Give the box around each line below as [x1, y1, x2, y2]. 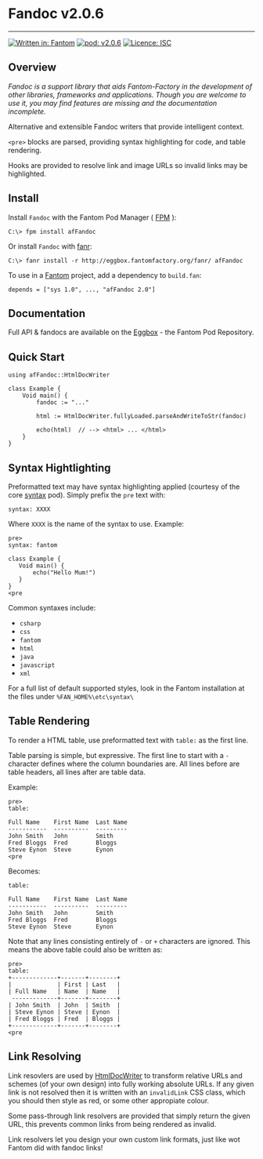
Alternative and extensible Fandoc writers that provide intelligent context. [8, 122, 245, 131]
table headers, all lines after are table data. [8, 767, 146, 777]
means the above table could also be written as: [8, 945, 163, 954]
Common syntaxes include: [8, 603, 96, 612]
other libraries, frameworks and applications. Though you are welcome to [8, 89, 247, 99]
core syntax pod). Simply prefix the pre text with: [8, 490, 166, 499]
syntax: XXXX [8, 505, 51, 513]
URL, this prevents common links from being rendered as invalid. [8, 1119, 217, 1128]
